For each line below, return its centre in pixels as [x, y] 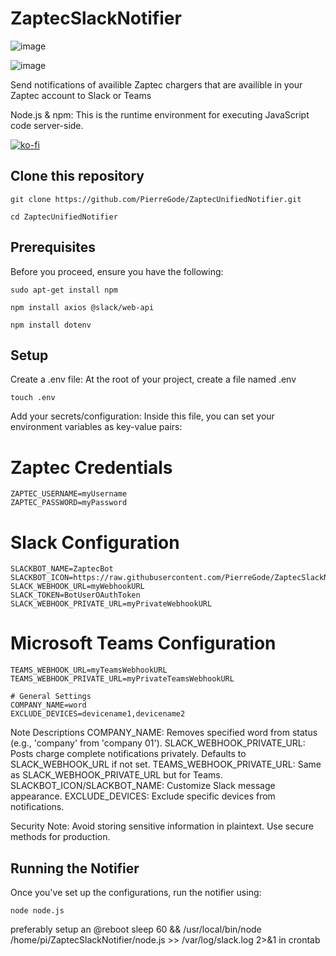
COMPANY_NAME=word [48, 705]
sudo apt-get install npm [64, 290]
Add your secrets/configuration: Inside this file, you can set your [142, 416]
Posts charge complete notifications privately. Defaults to [128, 754]
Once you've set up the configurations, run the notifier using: [136, 892]
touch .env [33, 398]
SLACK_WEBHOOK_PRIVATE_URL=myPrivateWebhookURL [111, 604]
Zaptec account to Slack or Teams [81, 95]
